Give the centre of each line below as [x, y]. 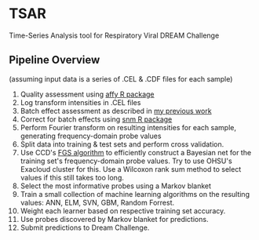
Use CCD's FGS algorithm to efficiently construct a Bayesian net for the [136, 152]
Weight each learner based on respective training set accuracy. [123, 211]
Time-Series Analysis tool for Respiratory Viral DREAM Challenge [114, 35]
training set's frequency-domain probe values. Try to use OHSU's [126, 161]
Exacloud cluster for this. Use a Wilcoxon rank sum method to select [131, 169]
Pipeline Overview [55, 60]
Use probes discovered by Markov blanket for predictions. [114, 219]
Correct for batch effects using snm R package [96, 119]
